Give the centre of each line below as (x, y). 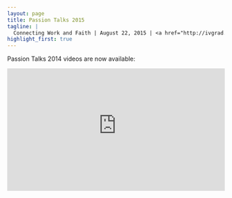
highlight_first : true (40, 39)
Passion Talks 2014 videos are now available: (71, 59)
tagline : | (23, 26)
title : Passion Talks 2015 (46, 20)
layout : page (26, 13)
